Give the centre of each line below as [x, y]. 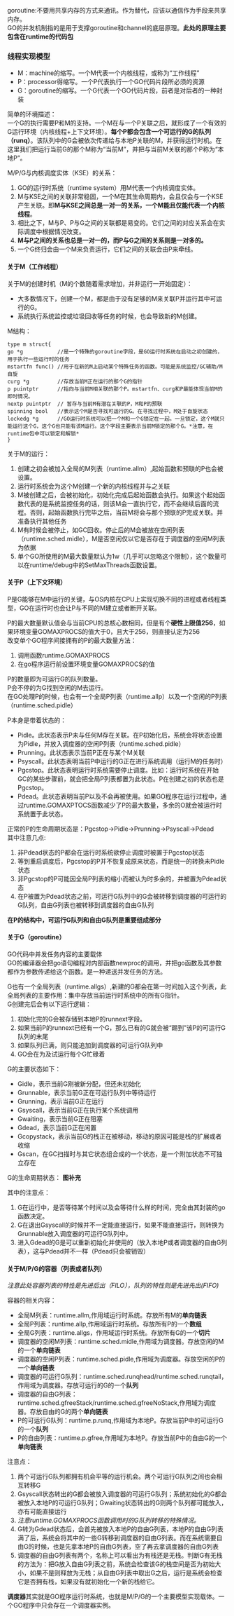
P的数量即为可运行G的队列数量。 [54, 679]
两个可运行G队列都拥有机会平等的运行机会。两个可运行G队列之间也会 [117, 1476]
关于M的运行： [29, 454]
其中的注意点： [29, 1192]
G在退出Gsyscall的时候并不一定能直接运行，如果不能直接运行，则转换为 [121, 1225]
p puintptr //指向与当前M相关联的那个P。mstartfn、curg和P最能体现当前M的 [115, 389]
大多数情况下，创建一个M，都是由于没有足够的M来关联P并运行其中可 [117, 298]
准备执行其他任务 [42, 521]
